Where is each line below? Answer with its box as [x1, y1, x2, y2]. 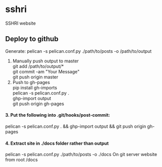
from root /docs [5, 157, 38, 163]
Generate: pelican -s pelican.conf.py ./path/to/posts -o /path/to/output [5, 48, 152, 54]
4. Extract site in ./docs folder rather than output [5, 140, 109, 146]
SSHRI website [5, 20, 36, 26]
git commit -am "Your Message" [12, 68, 80, 74]
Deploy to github [5, 35, 59, 43]
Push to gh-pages [12, 79, 50, 85]
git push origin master [12, 74, 59, 80]
